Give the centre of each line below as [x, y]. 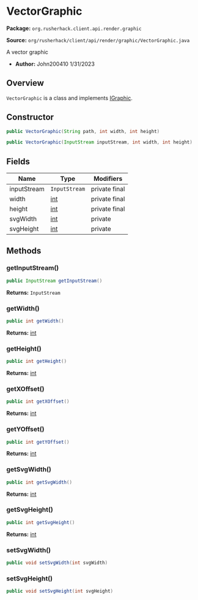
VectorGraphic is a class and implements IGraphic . [70, 98]
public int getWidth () [35, 321]
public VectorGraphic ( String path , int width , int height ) [83, 131]
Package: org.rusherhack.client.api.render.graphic [74, 28]
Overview [25, 83]
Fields [18, 161]
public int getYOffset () [38, 442]
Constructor [30, 117]
